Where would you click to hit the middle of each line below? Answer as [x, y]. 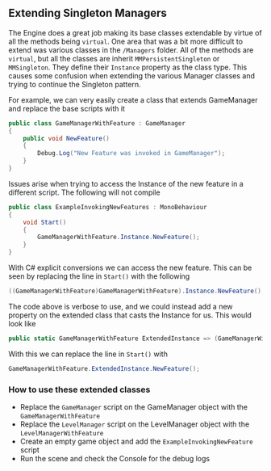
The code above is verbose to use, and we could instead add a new [121, 306]
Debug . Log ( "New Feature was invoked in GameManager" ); [131, 153]
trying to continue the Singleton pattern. [75, 84]
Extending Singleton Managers [88, 13]
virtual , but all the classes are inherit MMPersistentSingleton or [114, 58]
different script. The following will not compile [84, 192]
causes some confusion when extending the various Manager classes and [132, 75]
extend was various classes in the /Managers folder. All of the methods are [131, 50]
